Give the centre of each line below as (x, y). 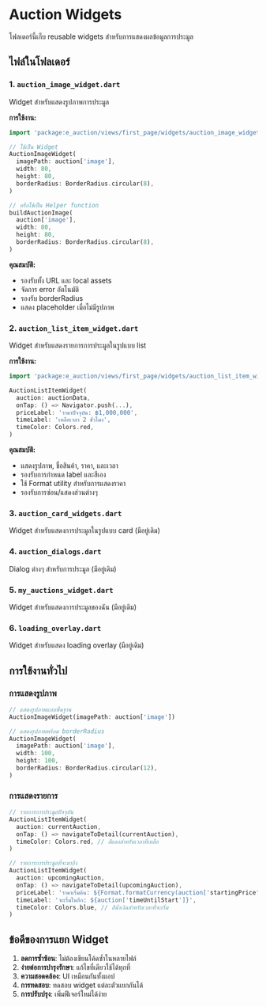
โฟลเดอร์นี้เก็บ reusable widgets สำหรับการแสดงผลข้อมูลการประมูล (101, 36)
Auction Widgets (66, 15)
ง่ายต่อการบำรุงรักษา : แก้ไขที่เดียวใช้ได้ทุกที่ (75, 967)
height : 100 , (37, 761)
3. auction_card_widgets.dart (66, 513)
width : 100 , (36, 754)
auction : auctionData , (53, 397)
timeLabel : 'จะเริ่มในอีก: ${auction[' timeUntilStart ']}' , (106, 900)
